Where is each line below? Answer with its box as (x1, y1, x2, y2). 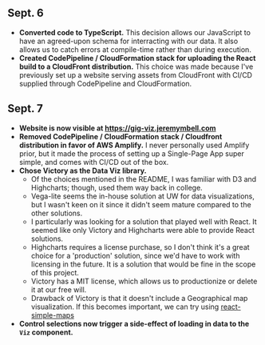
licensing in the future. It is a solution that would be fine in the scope (30, 259, 256, 269)
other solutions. (30, 208, 83, 218)
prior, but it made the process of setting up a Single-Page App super (18, 148, 244, 158)
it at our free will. (30, 284, 87, 295)
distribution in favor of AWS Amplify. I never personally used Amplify (18, 140, 250, 150)
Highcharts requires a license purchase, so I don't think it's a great (30, 242, 250, 251)
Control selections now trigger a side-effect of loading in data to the (18, 319, 250, 328)
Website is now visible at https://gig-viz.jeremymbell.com (18, 123, 216, 133)
